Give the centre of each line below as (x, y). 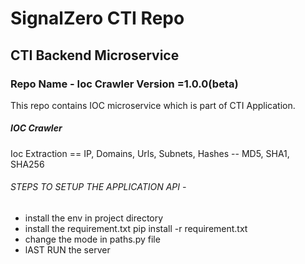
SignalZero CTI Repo (97, 18)
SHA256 (27, 164)
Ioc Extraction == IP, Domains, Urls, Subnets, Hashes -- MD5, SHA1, (150, 153)
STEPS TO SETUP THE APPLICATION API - (98, 187)
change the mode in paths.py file (92, 239)
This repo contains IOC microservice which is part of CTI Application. (153, 105)
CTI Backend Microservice (95, 55)
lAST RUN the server (67, 250)
